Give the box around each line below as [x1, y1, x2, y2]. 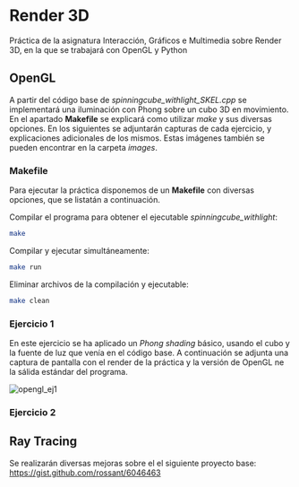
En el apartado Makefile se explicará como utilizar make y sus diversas [9, 113, 273, 124]
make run [9, 262, 42, 272]
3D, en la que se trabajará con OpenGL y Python [9, 44, 188, 55]
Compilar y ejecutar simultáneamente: [9, 245, 150, 256]
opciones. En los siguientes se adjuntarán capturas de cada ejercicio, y [9, 123, 272, 134]
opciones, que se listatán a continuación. [9, 195, 161, 205]
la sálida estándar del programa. [9, 366, 128, 377]
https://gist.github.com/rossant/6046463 [9, 467, 161, 478]
